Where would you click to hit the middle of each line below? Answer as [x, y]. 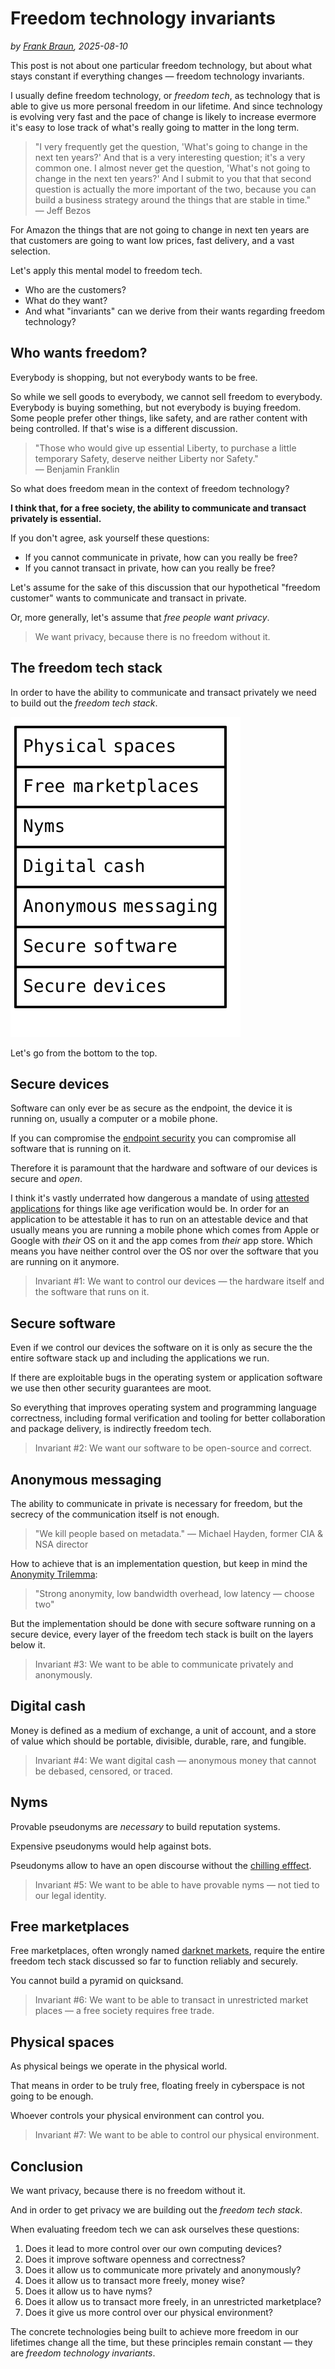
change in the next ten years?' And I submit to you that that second [173, 178]
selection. [30, 251]
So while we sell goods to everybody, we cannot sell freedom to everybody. [166, 396]
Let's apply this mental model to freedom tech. [106, 270]
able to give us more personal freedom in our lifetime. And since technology [166, 106]
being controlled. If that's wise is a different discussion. [124, 428]
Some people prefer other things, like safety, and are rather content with [159, 418]
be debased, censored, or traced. [103, 1771]
